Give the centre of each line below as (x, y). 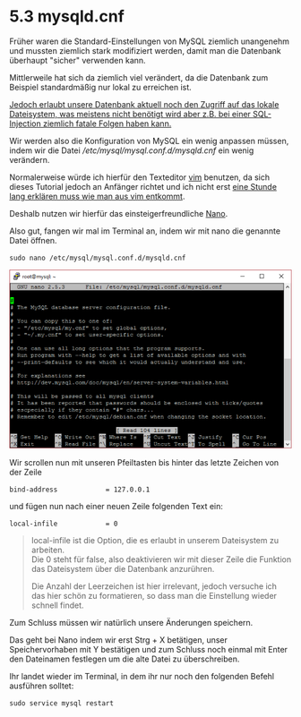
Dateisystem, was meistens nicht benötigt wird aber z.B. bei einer (130, 114)
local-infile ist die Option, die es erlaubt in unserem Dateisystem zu (155, 540)
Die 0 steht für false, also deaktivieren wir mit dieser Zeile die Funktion (161, 559)
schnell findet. (57, 605)
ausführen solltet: (42, 686)
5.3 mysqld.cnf (67, 17)
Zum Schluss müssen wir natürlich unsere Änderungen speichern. (131, 622)
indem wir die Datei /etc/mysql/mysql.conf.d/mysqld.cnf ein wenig (132, 150)
